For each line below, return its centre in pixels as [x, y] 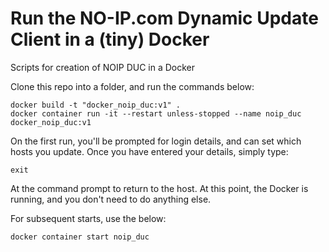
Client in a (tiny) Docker [110, 39]
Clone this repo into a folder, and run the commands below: [132, 86]
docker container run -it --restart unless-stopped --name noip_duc [156, 113]
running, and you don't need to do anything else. [111, 199]
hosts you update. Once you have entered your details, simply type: [149, 151]
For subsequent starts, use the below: [88, 218]
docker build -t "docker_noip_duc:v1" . [96, 105]
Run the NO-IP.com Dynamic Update [164, 18]
